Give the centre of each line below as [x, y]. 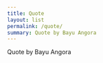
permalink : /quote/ [35, 26]
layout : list [26, 20]
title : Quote [26, 13]
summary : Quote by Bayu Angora [52, 33]
